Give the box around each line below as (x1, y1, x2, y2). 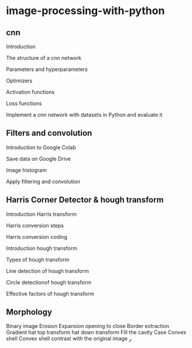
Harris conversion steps (6, 222, 64, 229)
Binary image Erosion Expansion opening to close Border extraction (6, 323, 169, 330)
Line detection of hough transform (6, 267, 89, 274)
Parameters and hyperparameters (6, 66, 88, 73)
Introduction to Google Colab (6, 144, 76, 151)
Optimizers (6, 77, 33, 84)
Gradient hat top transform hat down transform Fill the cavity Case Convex (6, 329, 187, 336)
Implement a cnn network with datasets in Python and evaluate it (6, 112, 163, 118)
